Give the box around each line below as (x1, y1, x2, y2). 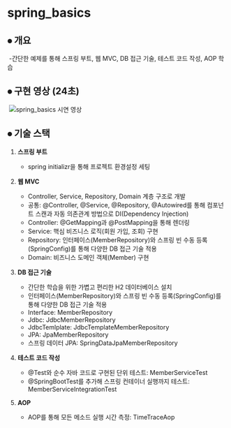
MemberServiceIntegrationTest (27, 385, 117, 393)
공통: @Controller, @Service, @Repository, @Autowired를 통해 (27, 200, 206, 209)
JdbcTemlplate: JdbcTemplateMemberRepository (27, 323, 170, 331)
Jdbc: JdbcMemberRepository (27, 316, 117, 324)
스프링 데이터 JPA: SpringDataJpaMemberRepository (27, 339, 178, 347)
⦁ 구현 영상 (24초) (7, 85, 80, 97)
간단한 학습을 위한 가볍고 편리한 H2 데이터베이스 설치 (27, 283, 172, 291)
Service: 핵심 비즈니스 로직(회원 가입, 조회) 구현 (27, 227, 158, 235)
